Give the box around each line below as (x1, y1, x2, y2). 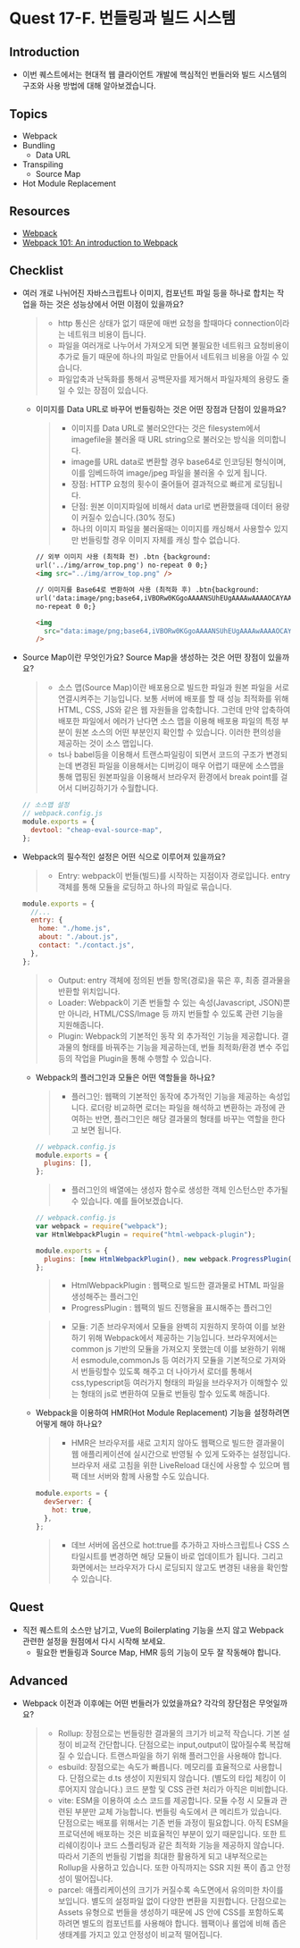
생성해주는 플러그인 (71, 1291, 139, 1302)
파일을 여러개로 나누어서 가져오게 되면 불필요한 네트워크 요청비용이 (57, 341, 290, 351)
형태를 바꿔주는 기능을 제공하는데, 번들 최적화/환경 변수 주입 (81, 1041, 290, 1052)
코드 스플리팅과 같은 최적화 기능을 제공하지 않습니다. (103, 1840, 285, 1851)
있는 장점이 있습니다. (77, 385, 149, 396)
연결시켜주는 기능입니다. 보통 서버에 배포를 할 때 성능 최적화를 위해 (57, 694, 289, 704)
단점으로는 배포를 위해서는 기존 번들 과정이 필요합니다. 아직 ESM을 (57, 1817, 289, 1828)
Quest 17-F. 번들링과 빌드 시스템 (9, 8, 237, 29)
